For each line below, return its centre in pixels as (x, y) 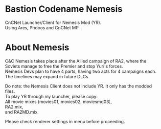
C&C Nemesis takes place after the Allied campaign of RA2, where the (76, 61)
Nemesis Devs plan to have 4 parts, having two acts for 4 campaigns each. (81, 71)
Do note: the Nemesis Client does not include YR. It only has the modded (79, 86)
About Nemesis (37, 48)
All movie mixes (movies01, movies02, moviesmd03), (58, 102)
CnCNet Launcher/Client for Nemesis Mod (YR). (53, 22)
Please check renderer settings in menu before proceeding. (65, 121)
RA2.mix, (14, 107)
